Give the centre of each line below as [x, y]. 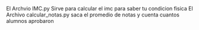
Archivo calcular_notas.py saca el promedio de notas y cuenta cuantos [93, 15]
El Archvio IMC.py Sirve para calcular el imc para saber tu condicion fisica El [99, 9]
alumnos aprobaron [30, 21]
